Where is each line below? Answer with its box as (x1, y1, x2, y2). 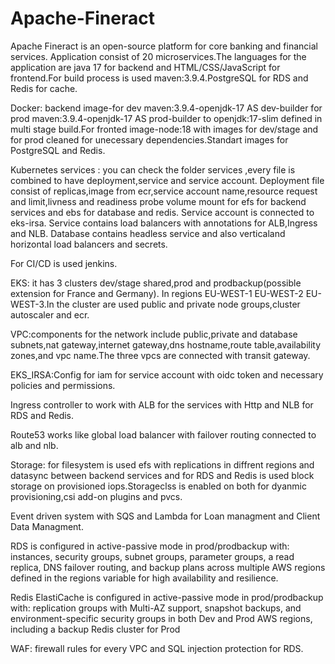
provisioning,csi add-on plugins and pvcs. (10, 490, 183, 502)
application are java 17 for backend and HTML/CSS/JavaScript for (10, 61, 281, 73)
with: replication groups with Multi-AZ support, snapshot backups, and (10, 602, 302, 614)
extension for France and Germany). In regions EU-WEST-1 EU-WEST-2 (10, 287, 304, 299)
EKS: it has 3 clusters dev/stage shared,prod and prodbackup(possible (10, 277, 302, 289)
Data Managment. (10, 520, 84, 532)
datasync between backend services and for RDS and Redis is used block (10, 469, 315, 481)
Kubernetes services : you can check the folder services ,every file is (10, 163, 296, 176)
